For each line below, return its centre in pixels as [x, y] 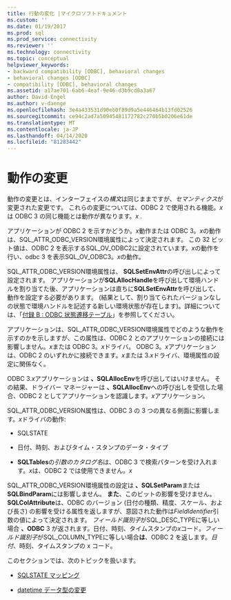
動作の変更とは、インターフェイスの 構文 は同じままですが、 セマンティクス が [115, 199]
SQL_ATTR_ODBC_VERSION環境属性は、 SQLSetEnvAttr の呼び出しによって [114, 272]
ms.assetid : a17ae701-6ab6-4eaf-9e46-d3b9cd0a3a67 [81, 91]
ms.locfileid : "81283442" [44, 142]
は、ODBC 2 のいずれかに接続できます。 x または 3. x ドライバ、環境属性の [110, 355]
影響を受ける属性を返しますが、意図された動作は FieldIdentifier [124, 512]
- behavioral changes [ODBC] [49, 78]
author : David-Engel [37, 97]
